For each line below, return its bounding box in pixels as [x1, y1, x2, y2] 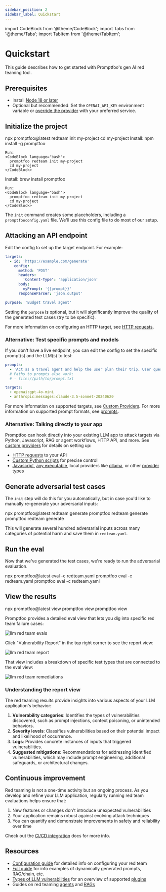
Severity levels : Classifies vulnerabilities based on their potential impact [12, 728, 160, 734]
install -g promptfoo [5, 141, 45, 147]
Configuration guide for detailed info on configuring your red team [12, 860, 147, 866]
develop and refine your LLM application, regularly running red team [5, 792, 144, 798]
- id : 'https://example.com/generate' [9, 259, 90, 264]
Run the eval [5, 545, 44, 553]
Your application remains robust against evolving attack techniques [12, 812, 149, 818]
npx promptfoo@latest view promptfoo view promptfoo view [5, 606, 127, 612]
